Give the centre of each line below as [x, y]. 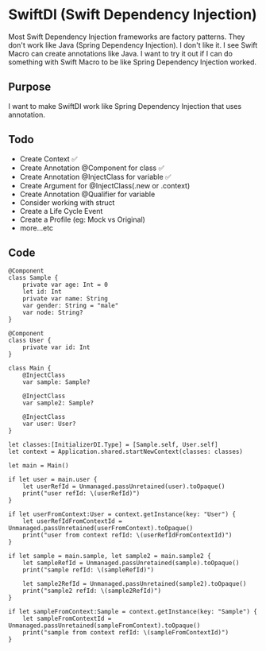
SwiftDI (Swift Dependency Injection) [133, 15]
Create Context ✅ [48, 159]
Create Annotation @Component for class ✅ [92, 168]
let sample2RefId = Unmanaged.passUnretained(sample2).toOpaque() [135, 584]
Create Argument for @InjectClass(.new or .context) [105, 185]
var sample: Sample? [56, 382]
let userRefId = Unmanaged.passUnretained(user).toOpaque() [124, 486]
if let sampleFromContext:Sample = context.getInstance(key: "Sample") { [133, 612]
